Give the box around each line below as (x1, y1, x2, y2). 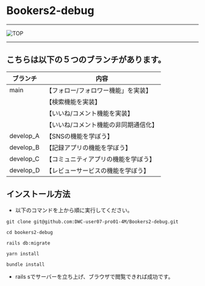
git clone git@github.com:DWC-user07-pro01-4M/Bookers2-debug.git (6, 218, 179, 225)
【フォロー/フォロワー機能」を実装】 (45, 86, 153, 95)
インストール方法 (6, 189, 71, 199)
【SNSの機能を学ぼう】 (45, 132, 114, 141)
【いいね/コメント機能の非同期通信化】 (45, 120, 159, 129)
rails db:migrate (6, 240, 51, 246)
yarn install (6, 251, 40, 257)
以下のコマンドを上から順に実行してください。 (15, 206, 133, 214)
